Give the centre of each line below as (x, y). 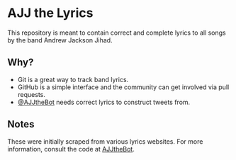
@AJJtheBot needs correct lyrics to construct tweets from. (104, 102)
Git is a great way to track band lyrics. (73, 79)
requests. (32, 94)
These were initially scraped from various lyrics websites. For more (105, 141)
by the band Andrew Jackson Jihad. (60, 40)
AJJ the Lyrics (50, 13)
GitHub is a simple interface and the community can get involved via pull (123, 87)
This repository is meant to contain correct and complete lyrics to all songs (117, 33)
